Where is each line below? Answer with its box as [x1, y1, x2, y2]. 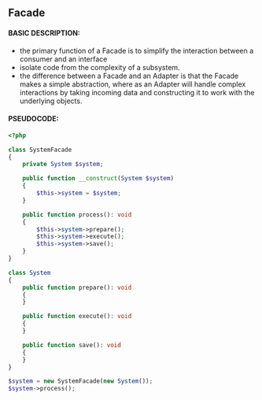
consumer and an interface [19, 54, 108, 64]
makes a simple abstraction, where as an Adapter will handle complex [19, 79, 246, 89]
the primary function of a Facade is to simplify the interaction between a [19, 46, 254, 55]
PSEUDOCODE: [8, 114, 59, 124]
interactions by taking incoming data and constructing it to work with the [19, 87, 255, 97]
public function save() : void [22, 341, 122, 349]
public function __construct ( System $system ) [22, 175, 175, 183]
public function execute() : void [22, 313, 132, 320]
